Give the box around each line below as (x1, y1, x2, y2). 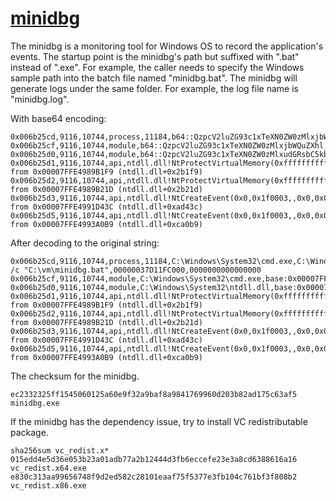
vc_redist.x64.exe (10, 463, 87, 473)
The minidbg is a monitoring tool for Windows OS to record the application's (10, 40, 324, 52)
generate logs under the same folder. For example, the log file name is (10, 82, 299, 94)
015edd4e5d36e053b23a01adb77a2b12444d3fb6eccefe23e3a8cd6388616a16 (10, 454, 298, 464)
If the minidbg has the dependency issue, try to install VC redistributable (10, 415, 308, 427)
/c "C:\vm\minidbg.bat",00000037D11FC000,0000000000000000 (10, 265, 262, 275)
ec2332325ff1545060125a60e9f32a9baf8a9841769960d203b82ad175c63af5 (10, 389, 298, 399)
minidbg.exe (10, 398, 60, 408)
